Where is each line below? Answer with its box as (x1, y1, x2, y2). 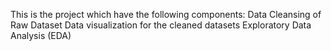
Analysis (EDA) (10, 30, 72, 41)
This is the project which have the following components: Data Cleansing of (10, 9, 322, 20)
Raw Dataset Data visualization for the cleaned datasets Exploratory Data (10, 19, 312, 31)
